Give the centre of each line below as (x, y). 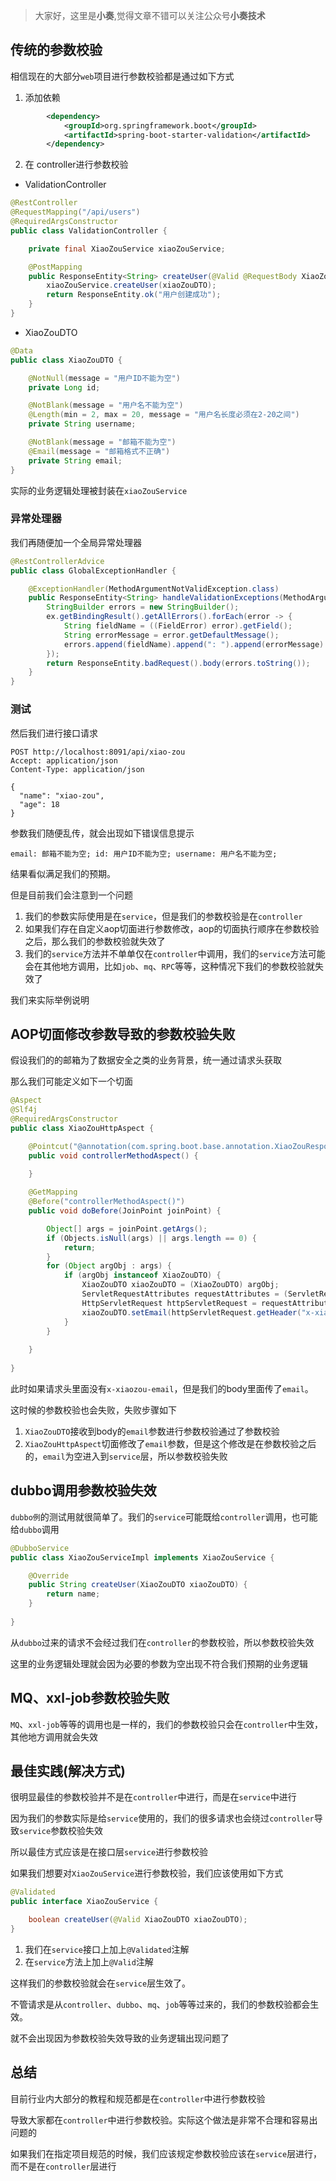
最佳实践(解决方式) (68, 1770)
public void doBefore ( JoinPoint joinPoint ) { (125, 1211)
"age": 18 (39, 804)
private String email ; (75, 460)
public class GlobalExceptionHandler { (93, 570)
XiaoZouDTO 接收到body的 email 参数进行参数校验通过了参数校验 (152, 1431)
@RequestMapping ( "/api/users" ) (75, 212)
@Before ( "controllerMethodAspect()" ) (107, 1202)
